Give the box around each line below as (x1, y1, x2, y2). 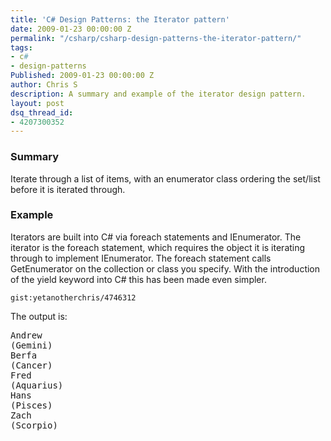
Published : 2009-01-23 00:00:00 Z (10, 71, 155, 81)
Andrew (10, 329, 43, 341)
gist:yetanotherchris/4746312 (10, 292, 137, 303)
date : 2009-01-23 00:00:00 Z (10, 24, 132, 34)
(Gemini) (10, 339, 53, 351)
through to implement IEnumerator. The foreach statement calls (10, 252, 272, 264)
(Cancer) (10, 359, 53, 371)
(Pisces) (10, 399, 53, 411)
